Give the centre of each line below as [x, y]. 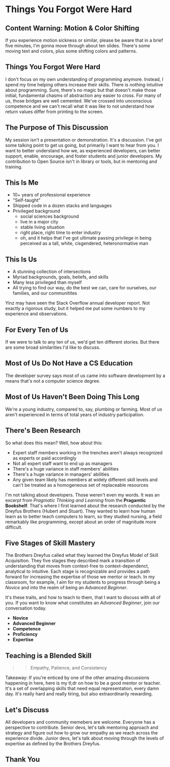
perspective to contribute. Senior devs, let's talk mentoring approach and [82, 727]
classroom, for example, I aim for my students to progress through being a [83, 582]
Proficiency [25, 634]
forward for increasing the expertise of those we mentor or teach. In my [80, 577]
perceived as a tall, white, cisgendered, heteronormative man [84, 243]
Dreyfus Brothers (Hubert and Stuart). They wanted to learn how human [80, 511]
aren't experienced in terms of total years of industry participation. [75, 414]
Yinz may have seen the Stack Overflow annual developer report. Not [78, 303]
